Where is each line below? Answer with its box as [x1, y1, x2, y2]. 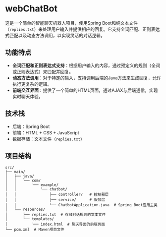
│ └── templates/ [5, 217, 55, 222]
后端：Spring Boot [12, 123, 50, 129]
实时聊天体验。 [12, 93, 43, 99]
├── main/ [5, 170, 26, 175]
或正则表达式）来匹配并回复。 [12, 68, 73, 74]
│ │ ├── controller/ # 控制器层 [5, 192, 109, 197]
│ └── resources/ [5, 207, 46, 212]
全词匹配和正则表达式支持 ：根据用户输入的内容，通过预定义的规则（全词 [12, 62, 160, 68]
